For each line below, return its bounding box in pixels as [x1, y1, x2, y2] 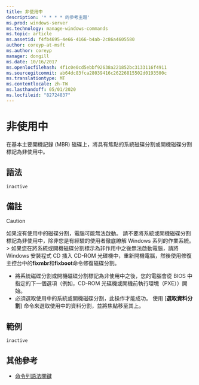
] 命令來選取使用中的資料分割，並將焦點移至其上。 [20, 302, 145, 310]
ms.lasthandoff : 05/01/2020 [6, 87, 76, 93]
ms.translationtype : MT [6, 75, 66, 81]
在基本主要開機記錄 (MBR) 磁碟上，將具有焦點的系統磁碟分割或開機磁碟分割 [6, 140, 192, 148]
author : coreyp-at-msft [6, 42, 66, 48]
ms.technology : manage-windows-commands [6, 25, 109, 32]
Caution [6, 218, 26, 225]
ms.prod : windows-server [6, 20, 68, 26]
